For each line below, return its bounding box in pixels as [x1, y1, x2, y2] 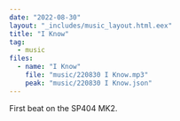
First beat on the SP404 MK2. [9, 102, 118, 113]
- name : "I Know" [17, 63, 82, 72]
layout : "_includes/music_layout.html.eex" [9, 21, 173, 30]
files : [9, 54, 34, 63]
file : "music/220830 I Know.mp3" [25, 71, 149, 79]
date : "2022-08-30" [9, 12, 82, 22]
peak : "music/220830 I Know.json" [25, 79, 153, 87]
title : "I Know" [9, 29, 69, 38]
